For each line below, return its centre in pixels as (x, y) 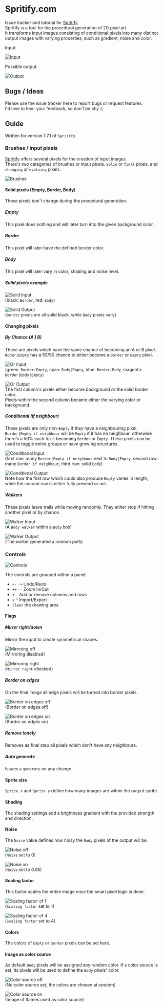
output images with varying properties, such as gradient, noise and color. (79, 38)
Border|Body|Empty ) (24, 375)
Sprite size (16, 780)
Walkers (14, 495)
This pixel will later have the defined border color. (55, 248)
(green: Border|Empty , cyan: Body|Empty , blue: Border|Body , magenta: (74, 369)
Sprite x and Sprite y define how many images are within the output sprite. (82, 791)
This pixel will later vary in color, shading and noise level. (62, 271)
